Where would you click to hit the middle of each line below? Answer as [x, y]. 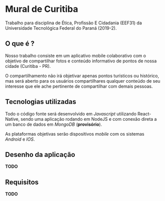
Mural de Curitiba [42, 9]
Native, [12, 119]
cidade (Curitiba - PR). [28, 66]
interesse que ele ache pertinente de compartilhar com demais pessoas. [79, 86]
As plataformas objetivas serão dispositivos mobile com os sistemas [75, 134]
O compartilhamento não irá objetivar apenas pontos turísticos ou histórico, [82, 76]
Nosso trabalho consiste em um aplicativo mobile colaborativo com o [76, 55]
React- [144, 114]
